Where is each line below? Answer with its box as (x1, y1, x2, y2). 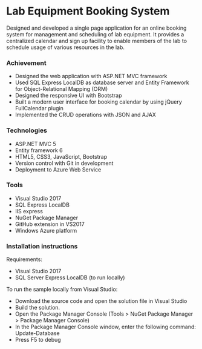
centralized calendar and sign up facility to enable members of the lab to (6, 37, 187, 44)
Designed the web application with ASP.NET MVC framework (15, 73, 168, 80)
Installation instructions (6, 242, 78, 250)
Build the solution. (15, 304, 60, 311)
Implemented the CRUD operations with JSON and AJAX (15, 111, 156, 119)
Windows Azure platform (15, 227, 77, 234)
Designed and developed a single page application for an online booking (6, 24, 187, 32)
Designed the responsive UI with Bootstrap (15, 92, 122, 99)
